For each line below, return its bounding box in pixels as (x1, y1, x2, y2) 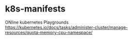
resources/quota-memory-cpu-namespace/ (5, 29, 93, 35)
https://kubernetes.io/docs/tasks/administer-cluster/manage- (5, 24, 128, 30)
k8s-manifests (5, 3, 66, 14)
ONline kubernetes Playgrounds (5, 19, 69, 25)
